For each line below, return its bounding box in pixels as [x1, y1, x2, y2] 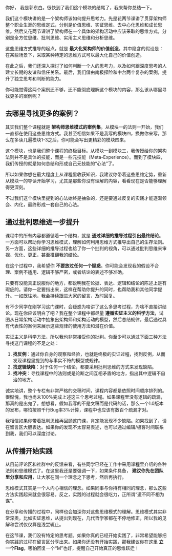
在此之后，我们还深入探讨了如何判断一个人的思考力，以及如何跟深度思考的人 [5, 63, 167, 69]
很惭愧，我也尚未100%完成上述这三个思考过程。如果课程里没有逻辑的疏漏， [5, 394, 165, 400]
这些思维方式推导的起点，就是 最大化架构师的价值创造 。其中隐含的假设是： [5, 46, 164, 51]
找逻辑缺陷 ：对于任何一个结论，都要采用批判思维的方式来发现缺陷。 [12, 363, 157, 370]
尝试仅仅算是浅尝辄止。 [14, 522, 64, 528]
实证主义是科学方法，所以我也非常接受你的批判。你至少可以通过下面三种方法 [5, 334, 167, 340]
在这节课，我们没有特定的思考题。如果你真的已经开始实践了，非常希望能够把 [5, 532, 167, 539]
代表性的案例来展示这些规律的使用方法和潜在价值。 [9, 322, 118, 329]
